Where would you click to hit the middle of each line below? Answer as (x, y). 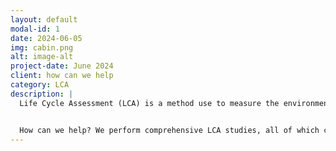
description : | (42, 94)
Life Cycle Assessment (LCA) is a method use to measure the (149, 103)
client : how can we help (62, 76)
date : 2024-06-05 (46, 38)
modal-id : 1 (35, 29)
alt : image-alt (42, 57)
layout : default (44, 19)
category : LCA (40, 85)
